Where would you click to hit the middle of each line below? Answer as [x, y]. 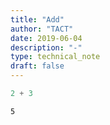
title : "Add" [37, 19]
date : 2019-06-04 [46, 38]
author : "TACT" [42, 29]
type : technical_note [55, 57]
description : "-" [46, 47]
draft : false [37, 66]
